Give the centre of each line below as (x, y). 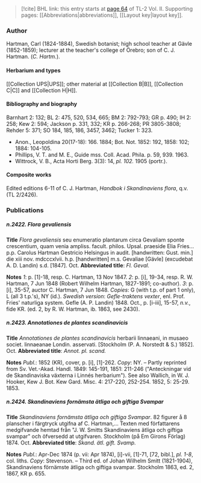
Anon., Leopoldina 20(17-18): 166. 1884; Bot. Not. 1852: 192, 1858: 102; (102, 142)
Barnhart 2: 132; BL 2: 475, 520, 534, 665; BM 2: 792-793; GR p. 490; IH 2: (99, 117)
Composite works (29, 175)
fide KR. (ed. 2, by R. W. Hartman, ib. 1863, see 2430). (73, 309)
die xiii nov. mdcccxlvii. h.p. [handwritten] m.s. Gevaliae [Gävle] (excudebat (100, 259)
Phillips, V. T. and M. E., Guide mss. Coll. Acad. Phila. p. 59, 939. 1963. (102, 154)
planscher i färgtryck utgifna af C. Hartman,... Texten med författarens (93, 423)
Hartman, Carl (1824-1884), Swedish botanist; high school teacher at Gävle (99, 44)
